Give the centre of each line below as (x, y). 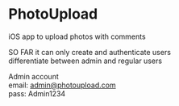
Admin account (33, 76)
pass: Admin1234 (37, 93)
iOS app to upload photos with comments (77, 36)
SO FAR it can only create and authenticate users (90, 52)
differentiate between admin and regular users (85, 61)
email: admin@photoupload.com (62, 85)
